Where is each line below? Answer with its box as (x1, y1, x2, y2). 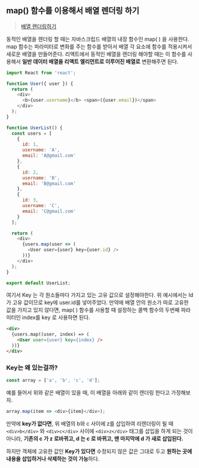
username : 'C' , (22, 203, 60, 209)
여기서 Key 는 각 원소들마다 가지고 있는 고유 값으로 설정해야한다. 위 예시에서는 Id (6, 291, 194, 299)
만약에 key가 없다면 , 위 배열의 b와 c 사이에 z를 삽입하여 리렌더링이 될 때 (6, 420, 174, 427)
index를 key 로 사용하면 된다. (22, 314, 91, 321)
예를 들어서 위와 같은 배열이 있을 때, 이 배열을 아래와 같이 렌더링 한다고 (6, 388, 170, 396)
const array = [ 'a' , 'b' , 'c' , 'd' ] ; (6, 378, 100, 384)
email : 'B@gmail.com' (22, 180, 76, 187)
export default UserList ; (6, 280, 71, 286)
